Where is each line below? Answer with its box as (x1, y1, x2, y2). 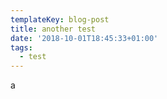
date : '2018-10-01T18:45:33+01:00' (10, 33, 159, 43)
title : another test (10, 24, 97, 34)
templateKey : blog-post (10, 14, 110, 25)
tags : (10, 42, 33, 53)
